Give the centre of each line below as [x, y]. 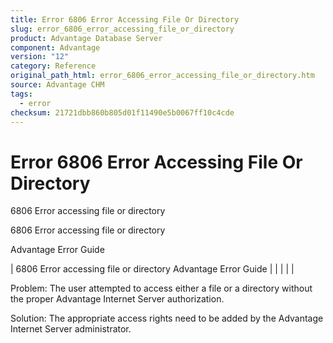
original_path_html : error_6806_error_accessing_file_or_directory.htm [162, 76]
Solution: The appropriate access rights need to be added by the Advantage [167, 318]
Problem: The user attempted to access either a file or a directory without [161, 288]
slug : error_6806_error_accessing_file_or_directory [122, 29]
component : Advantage [55, 47]
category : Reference [53, 66]
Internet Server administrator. [71, 329]
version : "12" [40, 57]
